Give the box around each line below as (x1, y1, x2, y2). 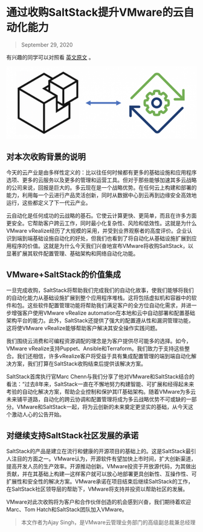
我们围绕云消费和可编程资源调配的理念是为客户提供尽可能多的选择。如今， (6, 337, 192, 345)
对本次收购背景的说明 (6, 152, 86, 162)
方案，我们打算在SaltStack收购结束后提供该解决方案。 (11, 360, 147, 367)
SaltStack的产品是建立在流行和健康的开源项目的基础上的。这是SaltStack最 (6, 448, 192, 455)
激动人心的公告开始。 (11, 411, 65, 418)
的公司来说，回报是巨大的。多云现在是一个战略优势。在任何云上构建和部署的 (6, 184, 197, 191)
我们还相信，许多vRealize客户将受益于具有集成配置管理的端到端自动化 (16, 353, 192, 360)
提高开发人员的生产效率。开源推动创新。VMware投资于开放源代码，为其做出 (6, 463, 196, 470)
